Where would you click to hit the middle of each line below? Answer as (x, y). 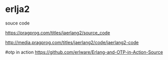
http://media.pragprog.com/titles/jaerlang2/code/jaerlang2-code (72, 42)
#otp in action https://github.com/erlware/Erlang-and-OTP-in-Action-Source (84, 52)
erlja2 (18, 9)
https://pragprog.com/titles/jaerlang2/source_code (58, 32)
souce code (18, 23)
